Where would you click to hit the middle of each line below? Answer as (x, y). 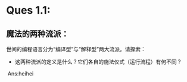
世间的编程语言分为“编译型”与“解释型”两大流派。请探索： (76, 49)
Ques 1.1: (28, 10)
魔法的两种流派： (38, 34)
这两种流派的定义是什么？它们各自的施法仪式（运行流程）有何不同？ (98, 62)
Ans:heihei (21, 74)
